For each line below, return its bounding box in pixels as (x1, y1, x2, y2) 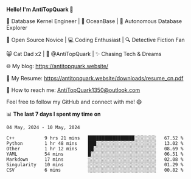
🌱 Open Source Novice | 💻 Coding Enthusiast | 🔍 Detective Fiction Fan (6, 37, 186, 43)
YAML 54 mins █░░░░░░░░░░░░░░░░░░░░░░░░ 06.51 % (6, 151, 184, 157)
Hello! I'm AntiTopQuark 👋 (6, 6, 74, 13)
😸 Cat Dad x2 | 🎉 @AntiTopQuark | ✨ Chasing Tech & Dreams (6, 51, 162, 57)
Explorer (6, 24, 27, 31)
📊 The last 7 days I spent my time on (6, 110, 102, 118)
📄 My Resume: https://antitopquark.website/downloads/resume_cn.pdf (6, 75, 184, 82)
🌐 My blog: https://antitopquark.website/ (6, 63, 108, 69)
